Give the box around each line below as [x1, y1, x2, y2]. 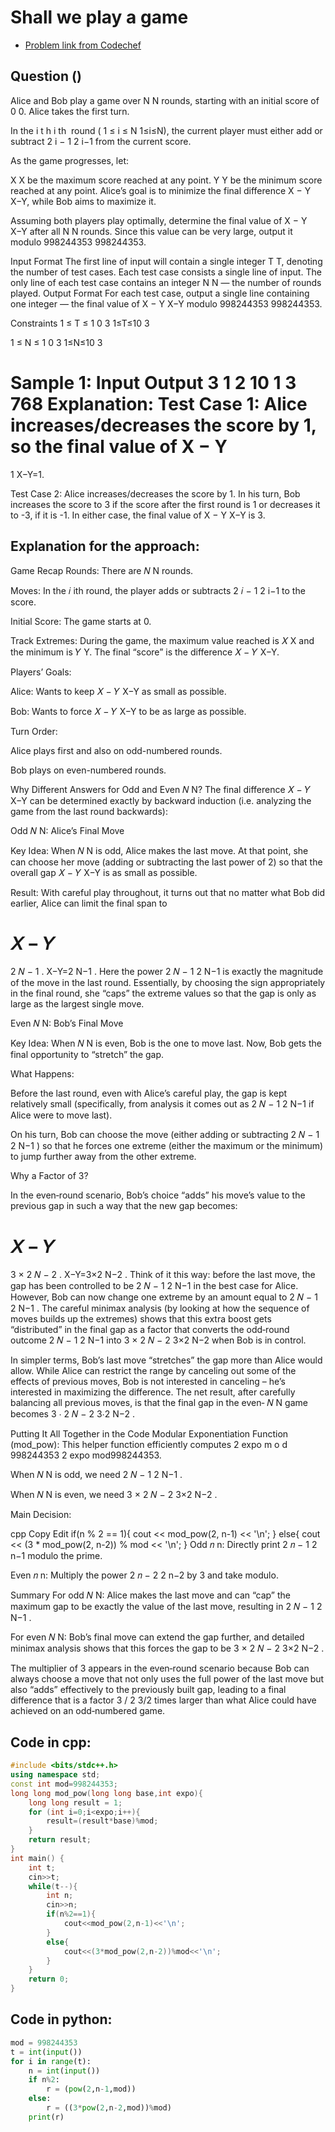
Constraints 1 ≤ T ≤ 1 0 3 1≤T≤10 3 [10, 317, 150, 329]
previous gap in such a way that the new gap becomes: [10, 1200, 238, 1212]
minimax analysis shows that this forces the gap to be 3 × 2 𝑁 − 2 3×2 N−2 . [10, 1642, 325, 1655]
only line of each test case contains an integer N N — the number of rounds [10, 276, 322, 288]
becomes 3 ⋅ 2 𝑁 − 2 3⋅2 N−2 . [10, 1408, 136, 1420]
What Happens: [10, 1068, 75, 1080]
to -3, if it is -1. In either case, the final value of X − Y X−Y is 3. [10, 509, 266, 521]
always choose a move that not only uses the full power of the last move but [10, 1673, 325, 1685]
